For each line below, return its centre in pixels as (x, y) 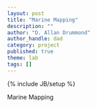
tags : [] (20, 64)
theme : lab (23, 58)
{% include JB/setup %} (41, 83)
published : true (30, 52)
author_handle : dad (35, 39)
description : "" (30, 26)
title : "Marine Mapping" (43, 20)
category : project (33, 45)
